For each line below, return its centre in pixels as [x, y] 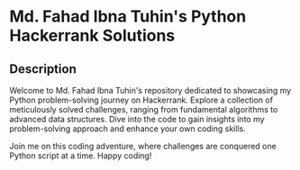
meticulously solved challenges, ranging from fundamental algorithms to [144, 109]
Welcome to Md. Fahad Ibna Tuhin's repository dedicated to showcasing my [150, 90]
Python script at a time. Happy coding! [81, 156]
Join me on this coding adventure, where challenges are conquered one [143, 146]
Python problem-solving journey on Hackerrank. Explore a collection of [141, 100]
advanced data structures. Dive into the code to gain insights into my [137, 119]
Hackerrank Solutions [92, 36]
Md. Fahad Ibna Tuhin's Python [128, 17]
